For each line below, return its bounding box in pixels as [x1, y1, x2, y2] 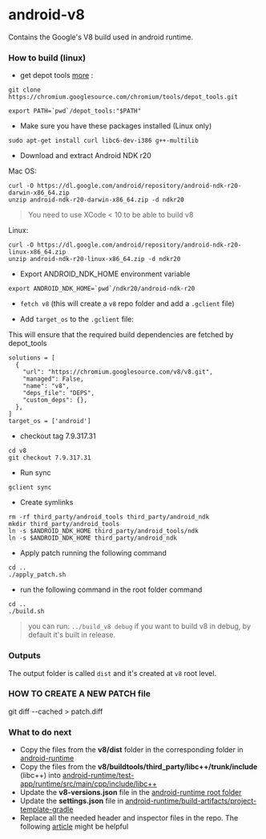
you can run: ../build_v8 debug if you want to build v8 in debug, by [27, 621, 251, 631]
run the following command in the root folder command [19, 584, 203, 595]
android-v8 [8, 6, 86, 24]
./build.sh [8, 608, 45, 616]
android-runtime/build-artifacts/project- [125, 796, 257, 806]
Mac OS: [8, 166, 38, 176]
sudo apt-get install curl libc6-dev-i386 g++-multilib [8, 136, 199, 145]
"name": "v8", [22, 382, 70, 390]
